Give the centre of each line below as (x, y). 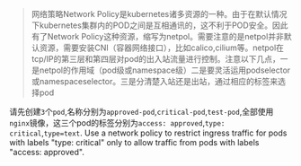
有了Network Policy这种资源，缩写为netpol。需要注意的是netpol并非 (158, 36)
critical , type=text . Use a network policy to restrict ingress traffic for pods (148, 133)
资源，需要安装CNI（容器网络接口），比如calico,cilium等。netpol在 (162, 48)
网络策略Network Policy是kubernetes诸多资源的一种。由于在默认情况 (159, 14)
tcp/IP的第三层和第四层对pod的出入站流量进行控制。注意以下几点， (156, 59)
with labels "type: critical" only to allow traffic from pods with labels (134, 142)
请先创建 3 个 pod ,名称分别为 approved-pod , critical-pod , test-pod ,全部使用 (142, 112)
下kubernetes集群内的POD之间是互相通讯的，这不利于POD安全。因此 (159, 25)
